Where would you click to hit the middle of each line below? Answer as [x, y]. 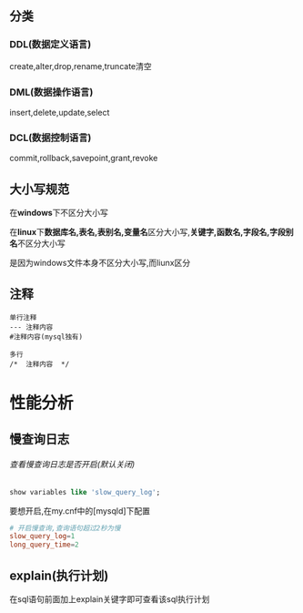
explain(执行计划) [59, 575]
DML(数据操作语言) [51, 92]
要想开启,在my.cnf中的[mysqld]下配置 [80, 511]
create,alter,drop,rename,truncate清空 [81, 66]
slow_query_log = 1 [42, 536]
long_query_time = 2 [44, 545]
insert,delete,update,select [60, 112]
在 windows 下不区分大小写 [59, 213]
